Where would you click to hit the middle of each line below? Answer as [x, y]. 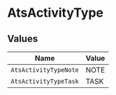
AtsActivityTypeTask [45, 81]
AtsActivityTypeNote [45, 70]
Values [23, 39]
